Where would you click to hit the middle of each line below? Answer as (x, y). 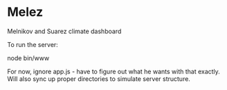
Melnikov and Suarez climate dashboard (64, 31)
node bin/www (28, 58)
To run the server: (33, 44)
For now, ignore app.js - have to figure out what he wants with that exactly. (113, 71)
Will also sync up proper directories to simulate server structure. (99, 79)
